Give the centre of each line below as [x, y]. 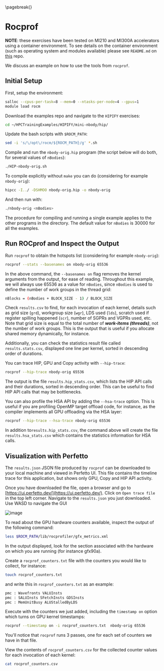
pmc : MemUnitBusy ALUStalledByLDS [41, 602]
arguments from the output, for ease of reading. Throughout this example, [80, 279]
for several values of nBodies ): [35, 158]
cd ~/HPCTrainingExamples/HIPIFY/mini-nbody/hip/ [57, 124]
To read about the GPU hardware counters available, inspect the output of [80, 522]
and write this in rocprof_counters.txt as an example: [59, 584]
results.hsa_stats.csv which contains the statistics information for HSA [78, 435]
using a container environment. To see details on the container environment [81, 46]
